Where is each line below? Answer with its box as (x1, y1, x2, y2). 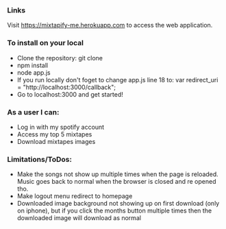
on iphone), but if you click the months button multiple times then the (16, 206, 212, 215)
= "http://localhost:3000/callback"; (16, 83, 116, 91)
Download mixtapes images (16, 137, 96, 145)
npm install (16, 61, 49, 69)
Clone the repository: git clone (16, 53, 103, 62)
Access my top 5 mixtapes (16, 130, 92, 138)
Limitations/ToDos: (7, 154, 72, 164)
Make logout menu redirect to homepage (16, 192, 133, 200)
